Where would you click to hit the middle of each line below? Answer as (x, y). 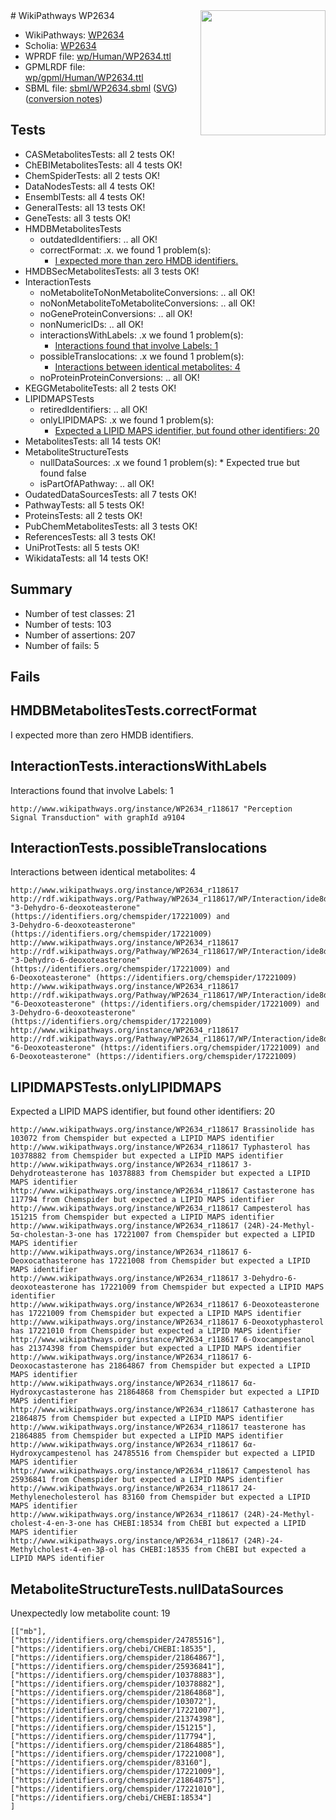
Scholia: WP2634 (60, 45)
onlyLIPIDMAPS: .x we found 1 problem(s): (127, 420)
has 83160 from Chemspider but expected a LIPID (207, 1497)
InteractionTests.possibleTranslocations (139, 848)
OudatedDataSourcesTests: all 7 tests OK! (110, 494)
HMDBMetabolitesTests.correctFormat (133, 710)
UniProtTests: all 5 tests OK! (82, 547)
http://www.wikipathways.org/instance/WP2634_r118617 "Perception (151, 809)
